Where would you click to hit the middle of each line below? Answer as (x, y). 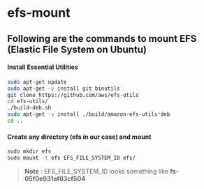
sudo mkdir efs (29, 151)
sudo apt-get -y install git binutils (64, 89)
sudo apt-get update (37, 82)
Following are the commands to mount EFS (102, 39)
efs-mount (39, 13)
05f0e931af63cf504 (55, 179)
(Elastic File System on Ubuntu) (77, 49)
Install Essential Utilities (43, 67)
